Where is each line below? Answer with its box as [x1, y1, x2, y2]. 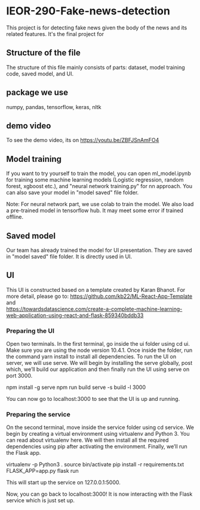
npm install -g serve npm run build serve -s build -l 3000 [6, 384, 146, 391]
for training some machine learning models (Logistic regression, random [6, 176, 184, 183]
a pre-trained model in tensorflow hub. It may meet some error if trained [6, 207, 184, 214]
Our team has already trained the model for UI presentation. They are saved [6, 247, 192, 254]
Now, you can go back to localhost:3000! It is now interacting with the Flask [6, 490, 193, 498]
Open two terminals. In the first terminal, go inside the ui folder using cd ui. [6, 340, 190, 348]
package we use [6, 87, 69, 98]
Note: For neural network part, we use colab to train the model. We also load [6, 201, 194, 208]
